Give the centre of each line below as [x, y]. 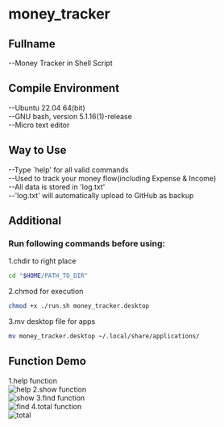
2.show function [60, 389]
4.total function [56, 406]
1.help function [33, 380]
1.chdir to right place [42, 261]
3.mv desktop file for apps [52, 321]
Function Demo [48, 361]
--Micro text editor [39, 125]
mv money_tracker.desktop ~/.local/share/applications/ [104, 336]
